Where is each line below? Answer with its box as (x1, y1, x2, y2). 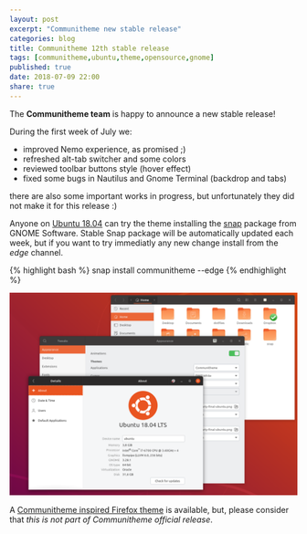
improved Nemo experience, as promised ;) (22, 143, 186, 154)
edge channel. (9, 246, 64, 257)
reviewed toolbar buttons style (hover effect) (22, 162, 192, 173)
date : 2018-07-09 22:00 (9, 73, 101, 82)
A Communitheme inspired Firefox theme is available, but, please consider (9, 505, 290, 516)
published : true (9, 63, 71, 72)
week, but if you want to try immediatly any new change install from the (9, 237, 279, 248)
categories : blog (9, 34, 76, 43)
